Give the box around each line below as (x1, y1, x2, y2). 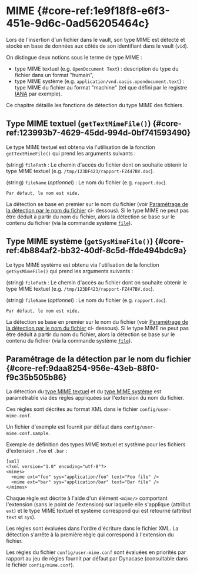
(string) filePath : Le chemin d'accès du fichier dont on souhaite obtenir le (6, 161, 188, 168)
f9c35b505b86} (6, 372, 67, 382)
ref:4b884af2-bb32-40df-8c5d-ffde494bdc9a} (6, 245, 187, 256)
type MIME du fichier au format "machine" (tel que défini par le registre (14, 84, 187, 91)
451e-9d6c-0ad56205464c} (6, 16, 150, 30)
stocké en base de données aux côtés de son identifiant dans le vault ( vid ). (6, 42, 189, 49)
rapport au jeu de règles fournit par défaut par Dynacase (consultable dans (6, 555, 188, 562)
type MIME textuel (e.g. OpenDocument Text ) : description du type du (14, 65, 179, 72)
